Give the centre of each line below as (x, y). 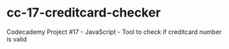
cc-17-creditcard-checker (84, 13)
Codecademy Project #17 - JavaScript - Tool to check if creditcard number (114, 32)
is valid (17, 39)
